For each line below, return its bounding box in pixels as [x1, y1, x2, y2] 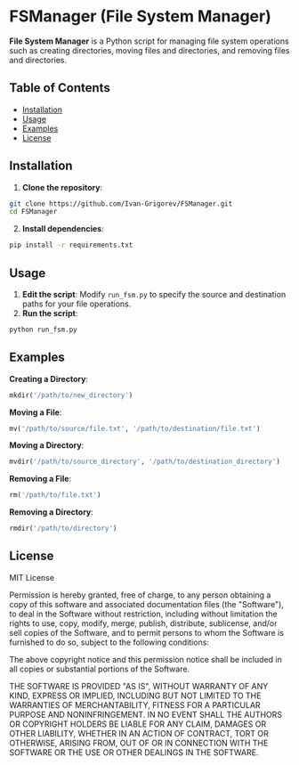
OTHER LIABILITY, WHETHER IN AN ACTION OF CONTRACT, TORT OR [9, 728, 269, 738]
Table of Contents [9, 80, 111, 95]
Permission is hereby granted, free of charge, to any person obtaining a [9, 590, 271, 600]
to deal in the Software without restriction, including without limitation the [9, 608, 278, 619]
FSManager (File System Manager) [9, 6, 271, 27]
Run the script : [21, 308, 78, 318]
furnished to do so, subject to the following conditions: [9, 637, 209, 647]
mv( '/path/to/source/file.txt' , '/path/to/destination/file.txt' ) [9, 424, 261, 433]
